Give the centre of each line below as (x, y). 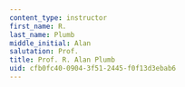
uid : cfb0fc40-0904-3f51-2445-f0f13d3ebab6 (93, 69)
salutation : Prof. (44, 52)
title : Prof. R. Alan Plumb (63, 60)
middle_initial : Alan (50, 43)
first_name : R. (38, 26)
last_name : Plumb (42, 34)
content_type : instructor (58, 18)
